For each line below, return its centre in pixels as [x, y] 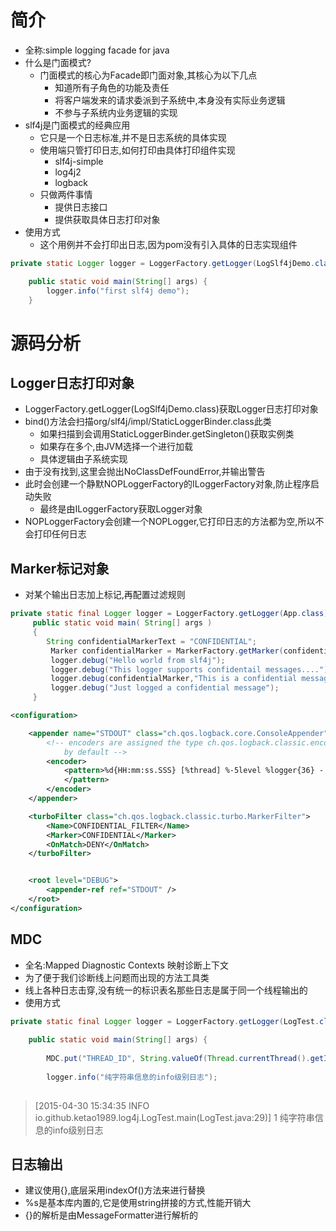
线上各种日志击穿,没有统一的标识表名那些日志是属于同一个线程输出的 [166, 990]
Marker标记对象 [60, 568]
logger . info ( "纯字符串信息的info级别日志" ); [132, 1077]
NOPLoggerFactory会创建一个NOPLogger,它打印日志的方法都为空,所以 [170, 522]
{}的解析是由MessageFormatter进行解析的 [111, 1215]
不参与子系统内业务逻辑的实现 [116, 112]
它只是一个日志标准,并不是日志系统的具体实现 [133, 137]
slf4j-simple [79, 161]
